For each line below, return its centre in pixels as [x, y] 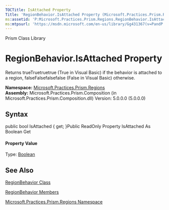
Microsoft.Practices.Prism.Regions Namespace [54, 202]
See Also [19, 170]
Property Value [21, 143]
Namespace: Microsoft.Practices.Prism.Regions [55, 88]
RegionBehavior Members [32, 192]
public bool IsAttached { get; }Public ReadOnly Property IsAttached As [78, 126]
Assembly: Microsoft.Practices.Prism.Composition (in [61, 93]
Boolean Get [18, 132]
